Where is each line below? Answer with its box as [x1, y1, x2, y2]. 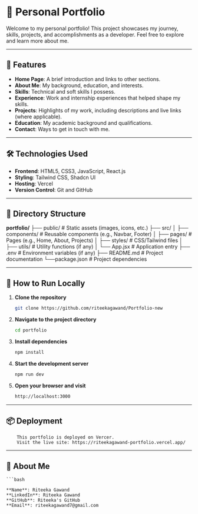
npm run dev [14, 371, 44, 377]
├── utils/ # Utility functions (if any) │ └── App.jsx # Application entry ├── [6, 243, 190, 250]
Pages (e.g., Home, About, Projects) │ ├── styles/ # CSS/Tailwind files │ [6, 237, 183, 244]
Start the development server [14, 360, 89, 367]
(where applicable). [14, 113, 62, 120]
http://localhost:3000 [14, 393, 71, 399]
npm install [14, 349, 44, 355]
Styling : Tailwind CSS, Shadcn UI [14, 174, 96, 181]
